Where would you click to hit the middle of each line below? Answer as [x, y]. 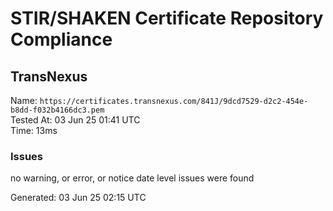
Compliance [61, 39]
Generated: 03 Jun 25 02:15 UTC [78, 198]
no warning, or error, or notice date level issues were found [132, 178]
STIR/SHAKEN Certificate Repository [167, 18]
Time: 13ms [34, 130]
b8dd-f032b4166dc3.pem [57, 110]
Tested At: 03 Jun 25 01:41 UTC [75, 120]
